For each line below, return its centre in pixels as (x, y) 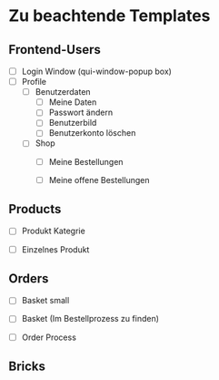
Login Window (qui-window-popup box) (96, 71)
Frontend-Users (55, 50)
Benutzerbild (73, 123)
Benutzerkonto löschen (92, 133)
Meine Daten (73, 102)
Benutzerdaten (63, 92)
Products (35, 209)
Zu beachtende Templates (109, 16)
